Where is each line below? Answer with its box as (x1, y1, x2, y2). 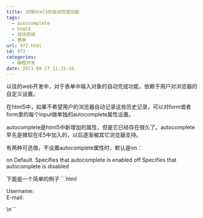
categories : (6, 54, 36, 60)
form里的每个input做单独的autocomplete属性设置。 (6, 111, 135, 118)
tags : (6, 15, 20, 21)
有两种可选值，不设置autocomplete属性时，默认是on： (6, 144, 143, 152)
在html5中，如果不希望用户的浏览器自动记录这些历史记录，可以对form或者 (6, 103, 191, 111)
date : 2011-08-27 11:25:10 (6, 65, 75, 72)
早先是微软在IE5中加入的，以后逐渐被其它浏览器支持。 (6, 131, 142, 138)
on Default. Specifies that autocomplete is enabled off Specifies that (6, 156, 177, 164)
